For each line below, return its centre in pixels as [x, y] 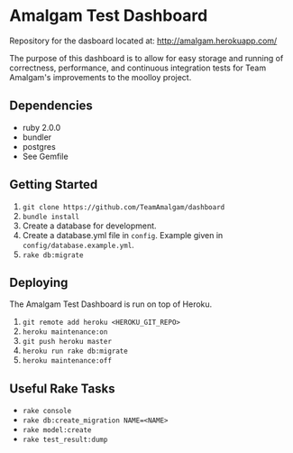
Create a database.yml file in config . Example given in [123, 235]
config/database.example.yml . [78, 245]
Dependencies [51, 106]
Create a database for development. [89, 226]
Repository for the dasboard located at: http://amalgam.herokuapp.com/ [143, 41]
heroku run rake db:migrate [75, 351]
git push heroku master [67, 342]
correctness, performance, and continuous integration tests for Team [138, 68]
